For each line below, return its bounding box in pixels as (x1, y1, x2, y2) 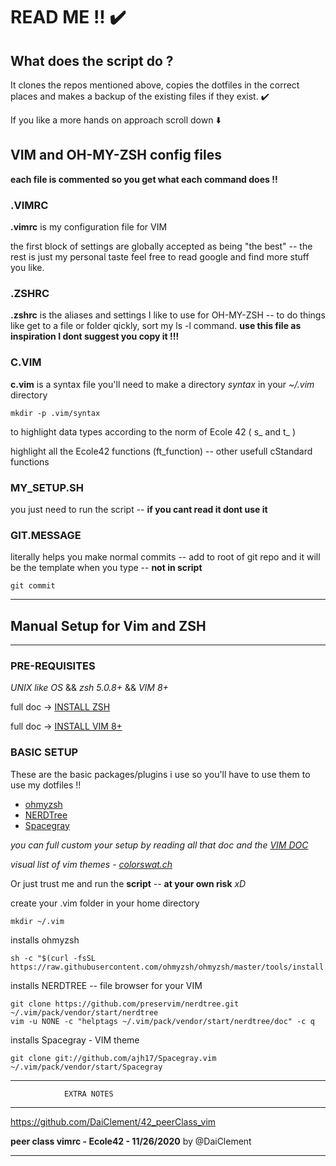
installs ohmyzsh (10, 934, 80, 946)
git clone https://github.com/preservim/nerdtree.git (10, 999, 240, 1009)
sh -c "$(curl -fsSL (10, 953, 97, 963)
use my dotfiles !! (10, 779, 82, 791)
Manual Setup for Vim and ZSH (10, 617, 207, 634)
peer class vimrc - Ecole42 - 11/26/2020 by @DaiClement (10, 1135, 252, 1147)
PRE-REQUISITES (10, 659, 96, 673)
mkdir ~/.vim (10, 916, 65, 926)
